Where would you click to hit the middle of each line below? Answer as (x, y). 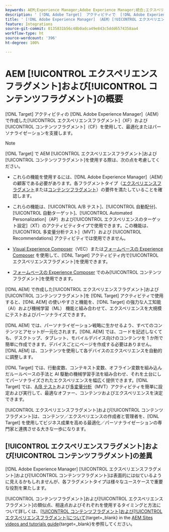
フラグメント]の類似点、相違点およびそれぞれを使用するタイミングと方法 (81, 505)
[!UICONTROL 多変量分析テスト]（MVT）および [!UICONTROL (77, 232)
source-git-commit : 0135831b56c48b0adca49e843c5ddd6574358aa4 (72, 29)
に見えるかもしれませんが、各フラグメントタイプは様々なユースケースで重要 (84, 481)
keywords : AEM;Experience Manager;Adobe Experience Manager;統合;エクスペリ (85, 10)
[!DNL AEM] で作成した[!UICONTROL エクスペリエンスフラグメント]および (82, 289)
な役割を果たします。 (27, 488)
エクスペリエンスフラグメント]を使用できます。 (61, 261)
